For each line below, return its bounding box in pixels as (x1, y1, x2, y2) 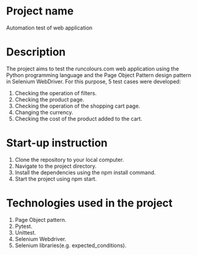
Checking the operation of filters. (14, 89, 97, 97)
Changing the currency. (14, 108, 74, 115)
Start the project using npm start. (14, 175, 97, 182)
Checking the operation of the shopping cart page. (14, 102, 141, 109)
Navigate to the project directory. (14, 162, 97, 170)
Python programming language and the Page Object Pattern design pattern (6, 71, 192, 79)
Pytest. (14, 223, 33, 230)
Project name (6, 4, 74, 18)
